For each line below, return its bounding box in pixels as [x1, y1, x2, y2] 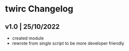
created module [12, 35, 44, 41]
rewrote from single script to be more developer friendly [12, 40, 125, 46]
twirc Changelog [5, 3, 74, 14]
